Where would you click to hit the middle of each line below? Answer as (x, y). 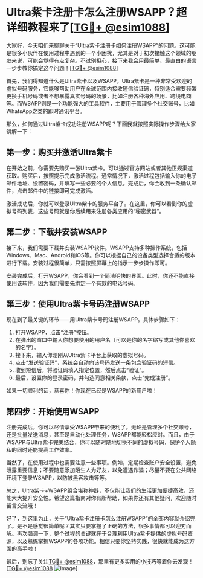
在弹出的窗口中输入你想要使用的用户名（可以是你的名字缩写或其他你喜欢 (105, 340)
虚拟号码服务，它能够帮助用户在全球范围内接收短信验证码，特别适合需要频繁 (101, 88)
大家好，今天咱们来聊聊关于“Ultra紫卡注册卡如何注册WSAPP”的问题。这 (96, 45)
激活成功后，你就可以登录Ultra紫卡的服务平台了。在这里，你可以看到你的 (97, 204)
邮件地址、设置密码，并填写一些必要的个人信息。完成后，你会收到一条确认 (99, 183)
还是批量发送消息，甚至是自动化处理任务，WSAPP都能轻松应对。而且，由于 (101, 435)
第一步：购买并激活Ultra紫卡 (60, 153)
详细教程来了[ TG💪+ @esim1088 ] (88, 27)
